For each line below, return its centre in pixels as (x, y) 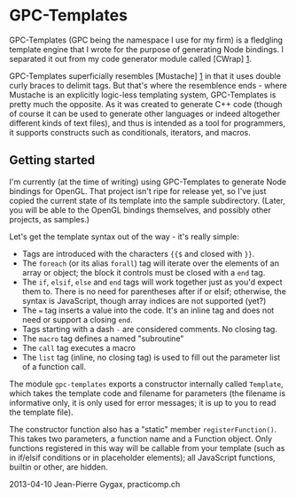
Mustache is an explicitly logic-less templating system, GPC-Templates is (143, 95)
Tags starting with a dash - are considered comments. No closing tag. (149, 329)
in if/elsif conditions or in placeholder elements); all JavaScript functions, (143, 457)
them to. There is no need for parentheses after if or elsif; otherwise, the (154, 291)
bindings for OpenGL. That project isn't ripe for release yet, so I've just (138, 191)
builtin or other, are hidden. (58, 467)
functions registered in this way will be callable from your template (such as (147, 447)
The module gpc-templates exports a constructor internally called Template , (146, 384)
